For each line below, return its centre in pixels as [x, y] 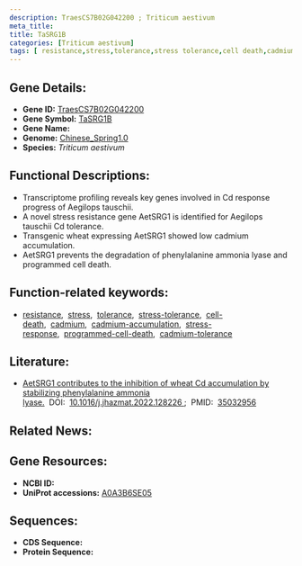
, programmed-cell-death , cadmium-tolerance [145, 333]
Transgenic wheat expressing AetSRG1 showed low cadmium [135, 236]
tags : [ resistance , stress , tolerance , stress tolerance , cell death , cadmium [152, 51]
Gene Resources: [58, 461]
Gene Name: [46, 128]
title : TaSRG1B [38, 34]
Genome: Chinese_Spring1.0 [75, 138]
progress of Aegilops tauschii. [78, 207]
